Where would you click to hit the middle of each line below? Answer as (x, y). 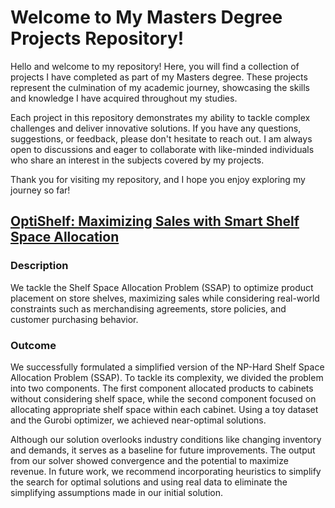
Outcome (33, 345)
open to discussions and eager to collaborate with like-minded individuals (162, 149)
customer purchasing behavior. (74, 319)
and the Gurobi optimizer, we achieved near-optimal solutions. (138, 420)
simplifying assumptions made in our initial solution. (116, 492)
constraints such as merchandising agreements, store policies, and (148, 308)
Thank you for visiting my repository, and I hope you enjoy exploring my (158, 179)
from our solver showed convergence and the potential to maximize (149, 460)
